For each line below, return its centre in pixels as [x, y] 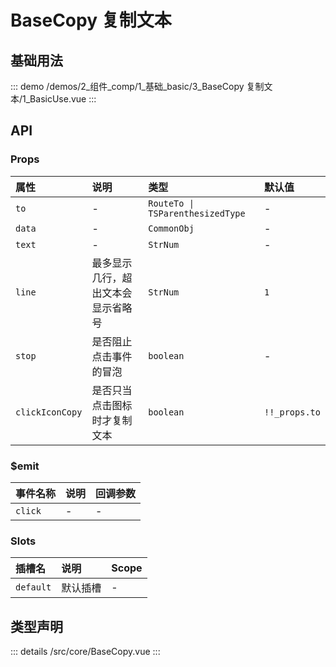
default [33, 587]
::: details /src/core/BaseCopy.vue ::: [85, 652]
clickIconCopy [49, 412]
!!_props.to [292, 412]
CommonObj [171, 228]
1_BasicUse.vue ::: [59, 99]
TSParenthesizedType [197, 213]
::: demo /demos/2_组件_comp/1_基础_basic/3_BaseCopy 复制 [137, 86]
